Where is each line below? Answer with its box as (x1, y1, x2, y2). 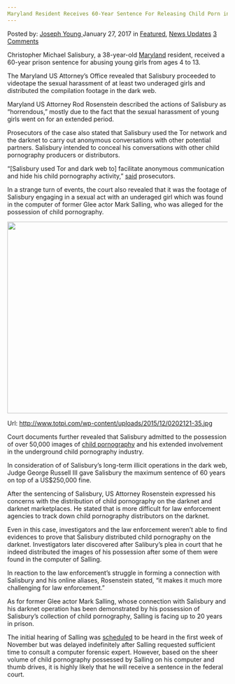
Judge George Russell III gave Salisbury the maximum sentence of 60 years (7, 468, 226, 477)
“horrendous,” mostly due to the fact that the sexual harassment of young (7, 107, 220, 116)
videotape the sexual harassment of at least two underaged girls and (7, 78, 206, 88)
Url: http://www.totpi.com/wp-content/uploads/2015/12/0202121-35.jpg (7, 419, 213, 427)
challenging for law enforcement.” (7, 583, 105, 592)
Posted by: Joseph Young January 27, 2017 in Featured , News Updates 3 (7, 29, 218, 38)
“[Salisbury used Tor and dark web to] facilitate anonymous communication (7, 164, 225, 172)
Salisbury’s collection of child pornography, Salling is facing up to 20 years (7, 612, 222, 620)
